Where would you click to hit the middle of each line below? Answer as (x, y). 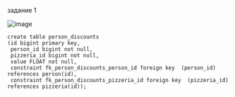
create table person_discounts (53, 37)
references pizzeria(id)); (47, 86)
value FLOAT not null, (44, 62)
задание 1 (22, 10)
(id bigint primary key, (44, 43)
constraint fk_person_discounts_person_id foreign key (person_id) (113, 68)
